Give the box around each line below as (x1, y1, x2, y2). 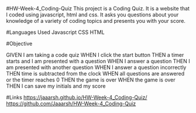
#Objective (6, 40, 33, 47)
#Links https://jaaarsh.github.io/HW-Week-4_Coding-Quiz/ (6, 94, 147, 101)
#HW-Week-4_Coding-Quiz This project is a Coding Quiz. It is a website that (6, 5, 190, 12)
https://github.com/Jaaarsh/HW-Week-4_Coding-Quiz (6, 100, 136, 107)
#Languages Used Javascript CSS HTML (6, 29, 105, 36)
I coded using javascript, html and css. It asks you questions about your (6, 11, 179, 18)
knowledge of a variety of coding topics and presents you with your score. (6, 18, 186, 24)
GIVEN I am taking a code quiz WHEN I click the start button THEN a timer (6, 52, 184, 58)
